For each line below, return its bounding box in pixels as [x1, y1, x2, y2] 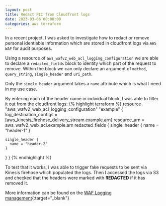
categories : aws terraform [5, 21, 61, 26]
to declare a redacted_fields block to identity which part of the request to [5, 60, 157, 66]
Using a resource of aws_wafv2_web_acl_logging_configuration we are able [5, 55, 159, 61]
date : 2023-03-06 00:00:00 [5, 16, 61, 21]
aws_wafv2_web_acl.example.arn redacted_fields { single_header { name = [5, 122, 159, 128]
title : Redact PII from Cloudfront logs [5, 12, 90, 17]
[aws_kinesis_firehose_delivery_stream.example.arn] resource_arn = [5, 117, 145, 123]
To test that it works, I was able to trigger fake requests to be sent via [5, 164, 147, 170]
